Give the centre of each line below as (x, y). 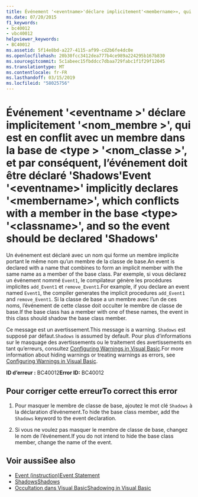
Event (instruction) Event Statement (57, 475)
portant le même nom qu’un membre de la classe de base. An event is (90, 261)
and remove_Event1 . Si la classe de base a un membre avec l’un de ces (92, 299)
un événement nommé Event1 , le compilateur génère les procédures (89, 280)
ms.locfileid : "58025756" (38, 84)
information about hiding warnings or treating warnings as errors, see (91, 355)
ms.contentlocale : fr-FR (37, 72)
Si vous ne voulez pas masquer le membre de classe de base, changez (101, 429)
